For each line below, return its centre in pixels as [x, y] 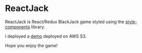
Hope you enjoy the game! [32, 45]
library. [38, 26]
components [18, 26]
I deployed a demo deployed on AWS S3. [46, 36]
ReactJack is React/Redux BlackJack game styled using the [65, 22]
